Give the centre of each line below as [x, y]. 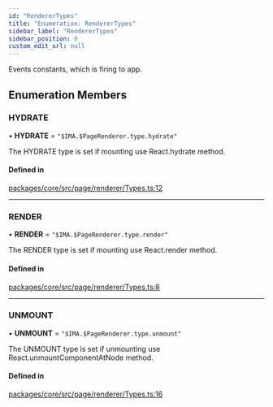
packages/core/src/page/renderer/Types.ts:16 [86, 394]
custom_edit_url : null [47, 46]
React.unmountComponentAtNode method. [81, 357]
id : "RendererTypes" [43, 16]
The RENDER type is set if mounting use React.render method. [113, 250]
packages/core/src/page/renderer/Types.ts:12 [86, 188]
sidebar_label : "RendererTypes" [63, 31]
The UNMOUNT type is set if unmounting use [84, 349]
